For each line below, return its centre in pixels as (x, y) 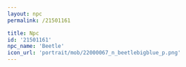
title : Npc (23, 33)
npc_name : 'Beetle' (36, 47)
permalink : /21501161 (39, 20)
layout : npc (25, 14)
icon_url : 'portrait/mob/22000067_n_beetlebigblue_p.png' (94, 53)
